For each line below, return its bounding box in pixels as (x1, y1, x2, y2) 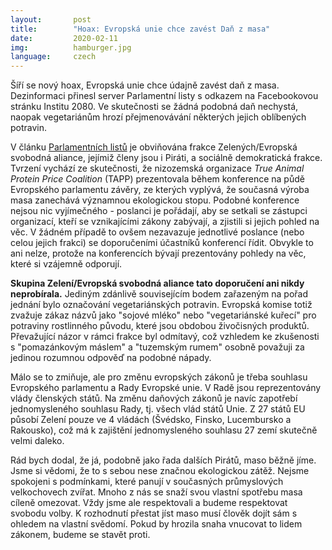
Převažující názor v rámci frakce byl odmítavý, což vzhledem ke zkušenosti (10, 331, 320, 343)
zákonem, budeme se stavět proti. (10, 529, 151, 541)
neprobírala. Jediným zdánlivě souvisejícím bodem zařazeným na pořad (10, 288, 309, 300)
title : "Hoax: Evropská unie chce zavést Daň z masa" (10, 24, 271, 34)
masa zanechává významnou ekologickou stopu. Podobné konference (10, 194, 300, 206)
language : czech (10, 52, 97, 62)
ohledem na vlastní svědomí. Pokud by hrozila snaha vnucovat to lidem (10, 518, 303, 530)
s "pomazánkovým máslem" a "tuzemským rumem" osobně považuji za (10, 341, 305, 353)
